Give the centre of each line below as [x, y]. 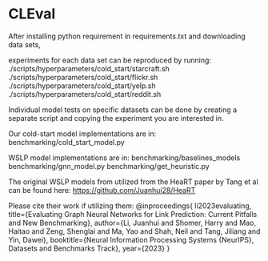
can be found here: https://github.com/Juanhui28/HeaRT [102, 190]
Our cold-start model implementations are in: [82, 134]
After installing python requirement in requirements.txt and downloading [127, 36]
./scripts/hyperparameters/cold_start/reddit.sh [85, 94]
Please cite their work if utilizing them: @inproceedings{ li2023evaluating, [130, 206]
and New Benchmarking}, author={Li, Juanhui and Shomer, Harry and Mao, [132, 223]
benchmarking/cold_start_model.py [67, 142]
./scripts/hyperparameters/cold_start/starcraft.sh [89, 68]
